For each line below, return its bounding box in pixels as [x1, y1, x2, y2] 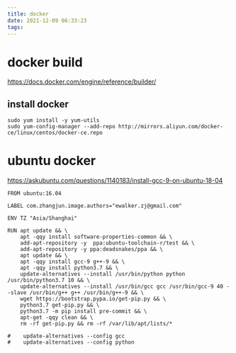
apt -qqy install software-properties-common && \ [20, 233, 173, 241]
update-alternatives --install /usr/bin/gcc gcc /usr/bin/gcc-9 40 [20, 283, 223, 291]
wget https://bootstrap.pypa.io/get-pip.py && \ [20, 296, 167, 303]
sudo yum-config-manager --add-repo [7, 123, 116, 130]
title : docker [7, 10, 50, 18]
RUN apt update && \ [7, 228, 69, 235]
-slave [7, 289, 27, 296]
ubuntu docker [7, 153, 96, 169]
